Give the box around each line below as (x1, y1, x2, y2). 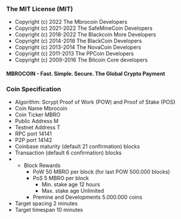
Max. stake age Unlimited (41, 187, 105, 195)
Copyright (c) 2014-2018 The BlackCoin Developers (14, 38, 142, 45)
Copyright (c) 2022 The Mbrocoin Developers (14, 18, 127, 26)
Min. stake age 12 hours (41, 181, 100, 188)
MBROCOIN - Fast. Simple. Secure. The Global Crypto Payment (6, 70, 165, 77)
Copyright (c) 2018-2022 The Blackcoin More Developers (14, 31, 157, 38)
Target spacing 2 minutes (14, 200, 78, 207)
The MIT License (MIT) (6, 5, 73, 13)
